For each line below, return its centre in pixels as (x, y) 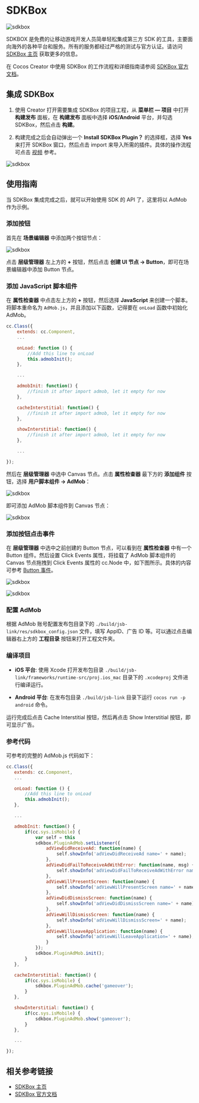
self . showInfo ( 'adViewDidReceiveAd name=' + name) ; (121, 854)
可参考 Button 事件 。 (31, 570)
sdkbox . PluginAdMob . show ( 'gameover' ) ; (83, 1019)
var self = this (55, 837)
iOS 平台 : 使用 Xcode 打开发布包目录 (59, 670)
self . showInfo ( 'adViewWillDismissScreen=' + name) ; (121, 920)
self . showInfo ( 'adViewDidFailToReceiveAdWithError (120, 870)
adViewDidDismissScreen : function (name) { (99, 898)
